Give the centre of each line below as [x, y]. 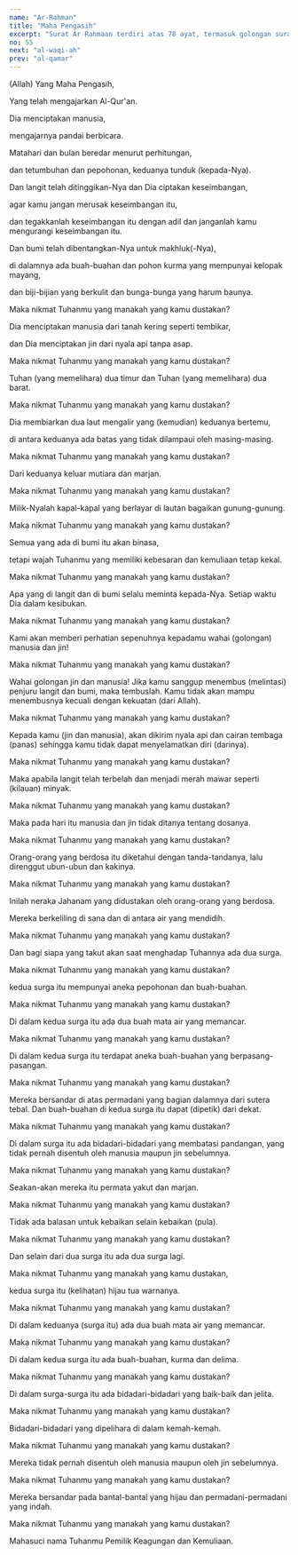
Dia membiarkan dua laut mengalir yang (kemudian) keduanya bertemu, [140, 422]
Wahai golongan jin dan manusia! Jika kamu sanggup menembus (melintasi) [148, 682]
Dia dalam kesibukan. [48, 603]
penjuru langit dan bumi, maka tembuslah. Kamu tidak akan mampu [132, 691]
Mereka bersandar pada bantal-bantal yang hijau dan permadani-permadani [149, 1497]
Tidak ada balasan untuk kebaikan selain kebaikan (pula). [114, 1222]
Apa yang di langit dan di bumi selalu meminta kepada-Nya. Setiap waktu [143, 594]
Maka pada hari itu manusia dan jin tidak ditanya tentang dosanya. [130, 823]
